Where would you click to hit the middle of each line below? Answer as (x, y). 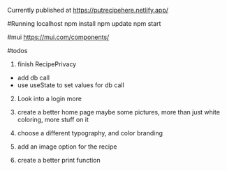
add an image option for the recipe (67, 147)
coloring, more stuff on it (53, 119)
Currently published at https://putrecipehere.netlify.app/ (88, 10)
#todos (17, 51)
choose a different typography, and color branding (90, 133)
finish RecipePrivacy (47, 64)
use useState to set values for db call (71, 85)
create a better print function (59, 160)
